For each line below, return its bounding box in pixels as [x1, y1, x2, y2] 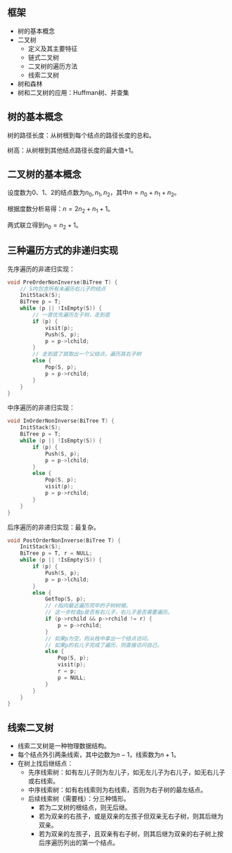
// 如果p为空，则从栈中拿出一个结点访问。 [44, 635, 153, 642]
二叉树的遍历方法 [27, 62, 78, 70]
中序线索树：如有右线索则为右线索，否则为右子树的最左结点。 [27, 785, 207, 794]
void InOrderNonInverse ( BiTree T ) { [7, 417, 115, 424]
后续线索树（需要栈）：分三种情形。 [27, 795, 130, 803]
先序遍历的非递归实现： [7, 265, 75, 273]
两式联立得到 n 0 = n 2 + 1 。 [7, 221, 82, 231]
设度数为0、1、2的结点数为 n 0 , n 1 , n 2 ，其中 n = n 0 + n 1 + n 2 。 [7, 189, 181, 198]
